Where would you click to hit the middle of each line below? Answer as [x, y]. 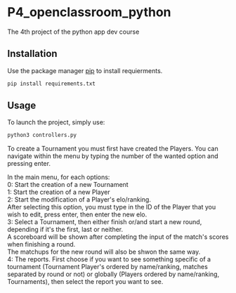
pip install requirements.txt [52, 84]
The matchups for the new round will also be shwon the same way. [104, 252]
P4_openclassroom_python [89, 12]
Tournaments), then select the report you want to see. [85, 282]
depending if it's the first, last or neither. [65, 230]
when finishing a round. [41, 245]
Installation [32, 54]
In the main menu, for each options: [59, 177]
